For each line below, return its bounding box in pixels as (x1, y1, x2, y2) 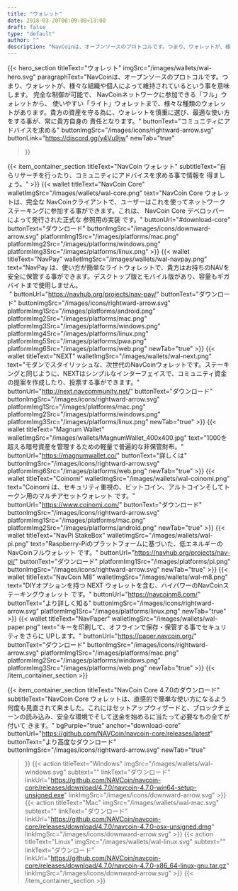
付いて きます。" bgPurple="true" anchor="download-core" (7, 721, 181, 729)
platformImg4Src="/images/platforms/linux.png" (7, 329, 149, 338)
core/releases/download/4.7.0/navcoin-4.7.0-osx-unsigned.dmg (24, 822, 212, 831)
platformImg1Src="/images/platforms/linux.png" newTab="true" (40, 607, 227, 615)
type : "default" (7, 30, 55, 38)
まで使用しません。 (25, 281, 82, 289)
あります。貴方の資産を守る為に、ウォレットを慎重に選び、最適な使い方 (19, 108, 230, 116)
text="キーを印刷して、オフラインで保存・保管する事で (41, 623, 203, 631)
